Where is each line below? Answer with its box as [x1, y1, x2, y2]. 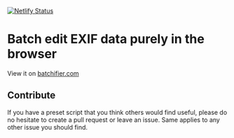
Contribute [7, 90, 56, 102]
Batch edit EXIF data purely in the [7, 32, 205, 47]
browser [7, 46, 57, 62]
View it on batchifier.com [7, 69, 79, 77]
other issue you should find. [7, 123, 88, 131]
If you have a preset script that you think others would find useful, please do [7, 108, 228, 116]
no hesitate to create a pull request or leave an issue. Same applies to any [7, 116, 221, 124]
